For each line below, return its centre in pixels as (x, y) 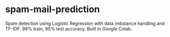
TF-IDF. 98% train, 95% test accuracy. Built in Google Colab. (69, 28)
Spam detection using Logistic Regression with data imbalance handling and (85, 23)
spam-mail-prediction (53, 9)
